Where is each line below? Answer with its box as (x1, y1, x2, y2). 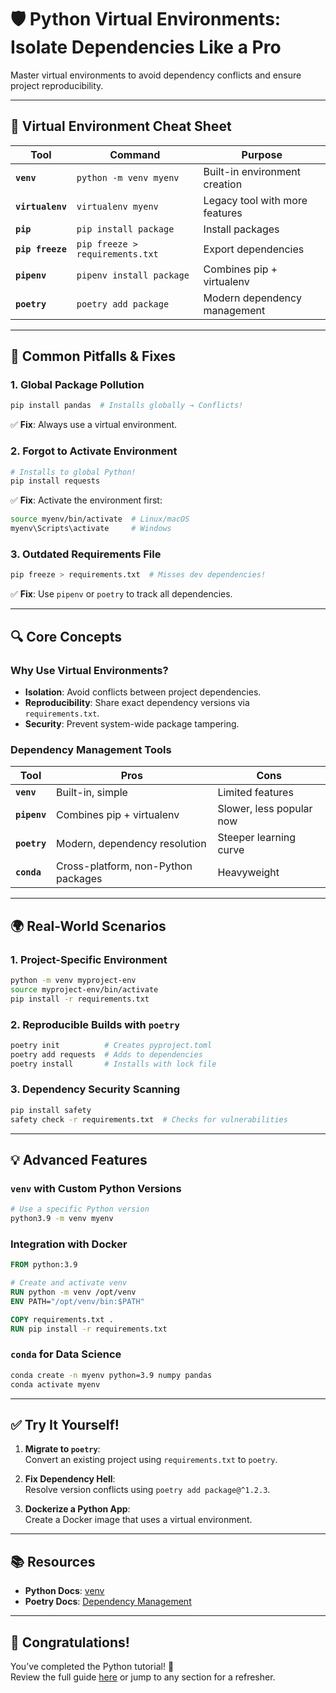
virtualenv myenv (76, 201, 159, 212)
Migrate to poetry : (24, 1443, 101, 1455)
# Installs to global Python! (10, 467, 137, 477)
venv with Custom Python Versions (10, 1181, 182, 1195)
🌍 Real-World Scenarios (10, 917, 167, 935)
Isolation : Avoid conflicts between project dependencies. (24, 686, 262, 698)
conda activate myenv (10, 1379, 101, 1390)
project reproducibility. (10, 79, 104, 91)
